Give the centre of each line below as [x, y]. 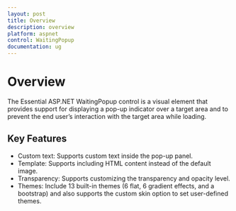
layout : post [27, 14]
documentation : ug [34, 47]
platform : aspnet [33, 34]
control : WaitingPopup [41, 40]
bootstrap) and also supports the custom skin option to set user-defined [123, 193]
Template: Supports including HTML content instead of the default [114, 163]
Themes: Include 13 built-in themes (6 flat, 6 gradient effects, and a [116, 186]
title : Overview [31, 21]
